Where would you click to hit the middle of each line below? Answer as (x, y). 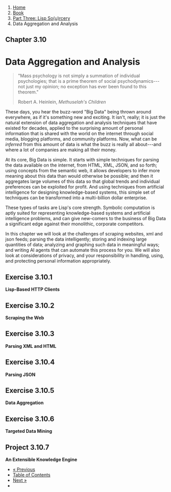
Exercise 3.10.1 (29, 277)
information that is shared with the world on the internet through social (79, 134)
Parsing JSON (20, 374)
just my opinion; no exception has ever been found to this (86, 87)
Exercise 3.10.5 (30, 390)
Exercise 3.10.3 (30, 334)
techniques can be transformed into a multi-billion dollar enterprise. (76, 198)
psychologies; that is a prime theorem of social (67, 81)
